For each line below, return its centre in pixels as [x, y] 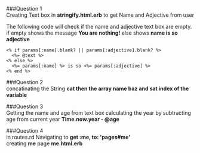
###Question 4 [25, 131]
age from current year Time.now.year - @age [63, 119]
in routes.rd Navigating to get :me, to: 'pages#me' [68, 137]
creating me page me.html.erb [44, 143]
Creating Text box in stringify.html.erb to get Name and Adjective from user [100, 15]
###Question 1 [24, 9]
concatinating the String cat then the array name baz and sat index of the [98, 88]
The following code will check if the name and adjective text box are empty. [99, 27]
